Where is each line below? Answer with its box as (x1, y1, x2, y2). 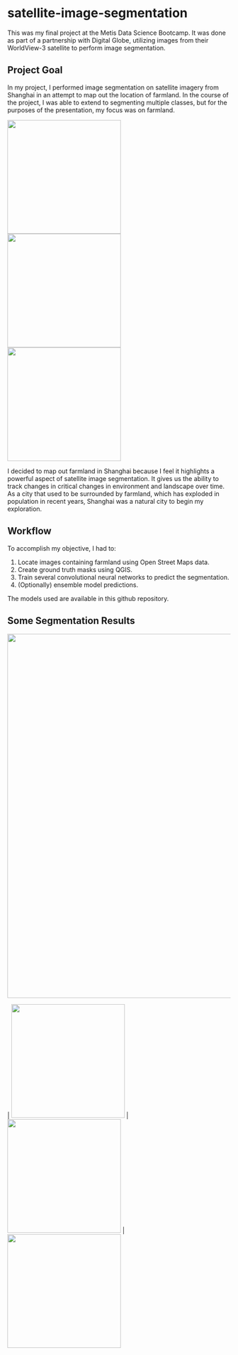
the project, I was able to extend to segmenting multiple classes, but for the (7, 98, 228, 107)
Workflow (7, 525, 52, 537)
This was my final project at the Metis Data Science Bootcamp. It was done (7, 28, 227, 37)
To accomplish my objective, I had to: (7, 544, 117, 552)
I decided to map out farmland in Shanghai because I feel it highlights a (7, 467, 215, 475)
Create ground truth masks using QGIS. (17, 565, 133, 573)
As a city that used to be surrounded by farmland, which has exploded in (7, 489, 220, 498)
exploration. (7, 504, 42, 513)
